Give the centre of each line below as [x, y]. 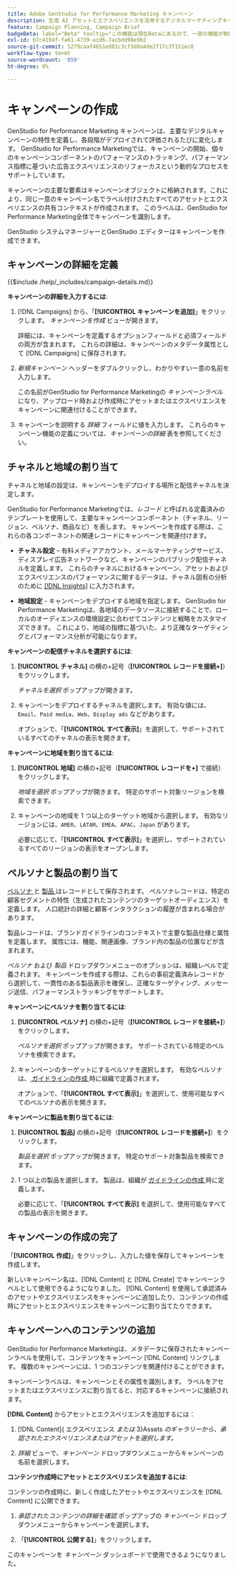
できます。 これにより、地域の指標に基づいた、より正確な [108, 628]
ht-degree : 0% [28, 66]
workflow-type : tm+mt [39, 54]
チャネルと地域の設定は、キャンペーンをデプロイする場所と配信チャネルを [115, 486]
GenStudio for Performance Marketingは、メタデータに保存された [103, 1349]
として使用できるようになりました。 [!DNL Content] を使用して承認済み [123, 1288]
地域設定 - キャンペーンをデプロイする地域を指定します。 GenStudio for [122, 601]
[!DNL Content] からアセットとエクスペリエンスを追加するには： [102, 1414]
